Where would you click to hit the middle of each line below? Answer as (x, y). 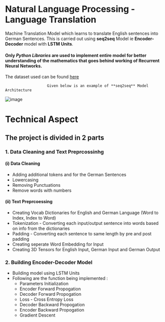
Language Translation (51, 20)
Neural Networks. (24, 66)
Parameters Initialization (44, 284)
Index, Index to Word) (34, 218)
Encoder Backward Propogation (52, 310)
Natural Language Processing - (70, 9)
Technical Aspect (42, 119)
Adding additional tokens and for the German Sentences (69, 174)
